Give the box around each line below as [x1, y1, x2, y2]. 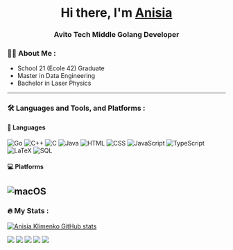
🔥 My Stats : [7, 206, 49, 216]
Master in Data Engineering [17, 72, 96, 80]
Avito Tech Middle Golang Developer [53, 30, 180, 40]
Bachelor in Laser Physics [17, 79, 92, 88]
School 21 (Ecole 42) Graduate [17, 64, 105, 72]
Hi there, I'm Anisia [60, 5, 173, 21]
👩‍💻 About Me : [7, 49, 57, 58]
